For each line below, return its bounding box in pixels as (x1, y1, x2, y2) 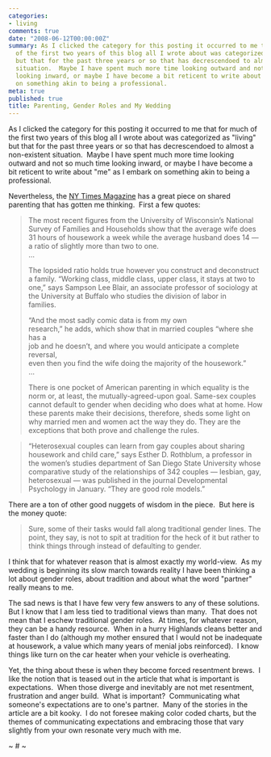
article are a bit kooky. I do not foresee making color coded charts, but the (8, 709, 256, 718)
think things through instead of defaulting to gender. (27, 541, 202, 551)
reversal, (27, 350, 58, 360)
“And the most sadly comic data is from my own (27, 316, 187, 326)
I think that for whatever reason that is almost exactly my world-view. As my (8, 557, 262, 566)
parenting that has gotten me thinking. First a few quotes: (8, 200, 201, 210)
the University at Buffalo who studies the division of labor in (27, 292, 227, 301)
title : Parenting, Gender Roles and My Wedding (8, 102, 172, 110)
